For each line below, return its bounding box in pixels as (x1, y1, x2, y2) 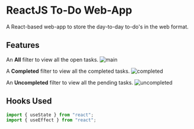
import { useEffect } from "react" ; (6, 117, 96, 123)
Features (6, 40, 40, 50)
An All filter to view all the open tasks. (6, 56, 99, 63)
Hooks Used (6, 96, 52, 107)
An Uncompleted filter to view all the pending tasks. (6, 79, 134, 86)
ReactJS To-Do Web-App (6, 4, 132, 17)
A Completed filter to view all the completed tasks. (6, 67, 130, 75)
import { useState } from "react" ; (6, 112, 94, 118)
